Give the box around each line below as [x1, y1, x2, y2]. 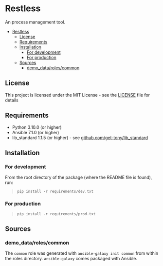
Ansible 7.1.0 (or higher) [12, 129, 59, 135]
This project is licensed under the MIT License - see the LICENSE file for [5, 92, 150, 98]
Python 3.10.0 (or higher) [12, 124, 62, 130]
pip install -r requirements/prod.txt [17, 211, 96, 216]
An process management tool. [5, 19, 66, 25]
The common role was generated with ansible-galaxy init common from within [5, 250, 159, 256]
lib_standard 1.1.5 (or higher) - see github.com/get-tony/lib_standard [12, 135, 148, 141]
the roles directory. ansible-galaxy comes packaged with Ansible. [5, 256, 138, 262]
